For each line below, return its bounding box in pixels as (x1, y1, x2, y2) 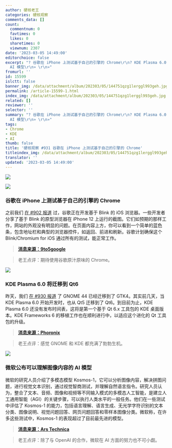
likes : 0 (10, 36, 29, 41)
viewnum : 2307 (10, 46, 40, 51)
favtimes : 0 (10, 31, 36, 36)
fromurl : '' (5, 70, 31, 75)
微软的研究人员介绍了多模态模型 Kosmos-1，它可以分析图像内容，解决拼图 (5, 377, 162, 383)
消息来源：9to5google (17, 246, 66, 252)
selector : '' (5, 108, 33, 113)
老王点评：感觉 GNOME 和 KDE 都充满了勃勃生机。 (17, 340, 125, 347)
